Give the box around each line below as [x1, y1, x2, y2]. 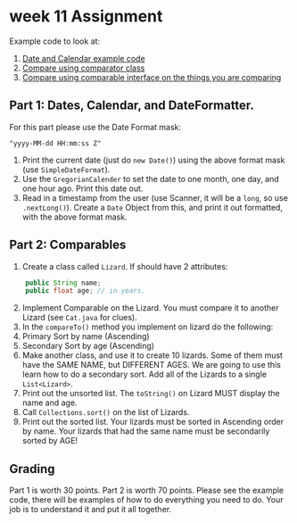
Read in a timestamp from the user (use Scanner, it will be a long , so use [21, 192, 288, 203]
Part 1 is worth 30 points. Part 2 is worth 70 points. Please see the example [9, 485, 285, 496]
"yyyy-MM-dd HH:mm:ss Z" [9, 138, 102, 148]
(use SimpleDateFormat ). [21, 163, 111, 175]
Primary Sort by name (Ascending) [21, 331, 150, 342]
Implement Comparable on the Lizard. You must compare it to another [21, 303, 279, 313]
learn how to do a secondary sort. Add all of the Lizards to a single [21, 369, 268, 380]
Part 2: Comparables [9, 237, 127, 253]
